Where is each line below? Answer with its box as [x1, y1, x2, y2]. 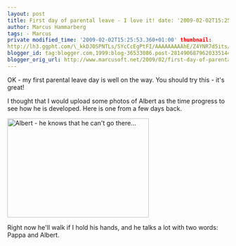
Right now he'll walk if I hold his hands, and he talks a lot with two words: [7, 223, 218, 231]
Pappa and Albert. [7, 230, 60, 239]
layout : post [7, 10, 46, 18]
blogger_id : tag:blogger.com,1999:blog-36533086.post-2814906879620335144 [7, 50, 231, 57]
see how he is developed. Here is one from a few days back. [7, 104, 183, 113]
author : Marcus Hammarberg [7, 23, 86, 30]
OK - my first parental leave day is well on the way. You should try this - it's [7, 75, 225, 84]
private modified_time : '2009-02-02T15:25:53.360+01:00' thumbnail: [7, 37, 212, 44]
